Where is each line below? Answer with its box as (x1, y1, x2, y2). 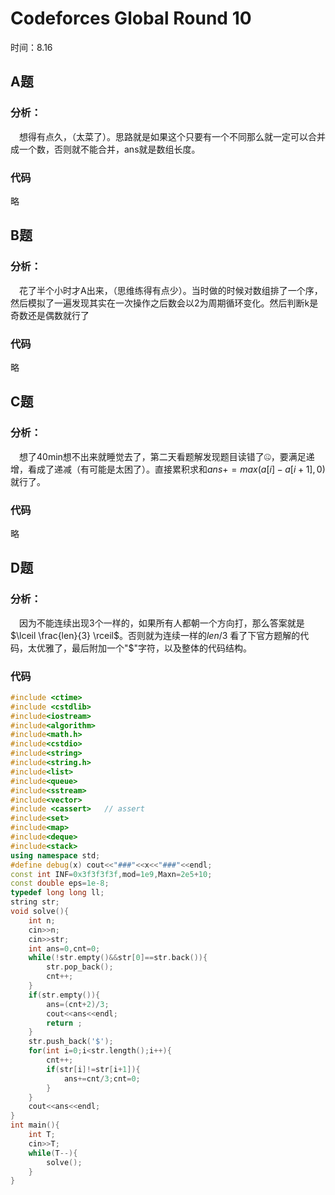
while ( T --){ (28, 1148, 78, 1158)
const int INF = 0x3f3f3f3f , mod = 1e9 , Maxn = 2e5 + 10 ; (10, 869, 213, 879)
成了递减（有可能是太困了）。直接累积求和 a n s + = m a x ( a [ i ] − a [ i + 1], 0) (36, 463, 326, 475)
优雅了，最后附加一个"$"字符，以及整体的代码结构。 (36, 642, 253, 654)
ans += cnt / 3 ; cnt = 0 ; (63, 1073, 141, 1084)
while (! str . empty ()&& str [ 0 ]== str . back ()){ (28, 953, 208, 963)
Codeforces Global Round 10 (10, 7, 252, 30)
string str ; (10, 897, 60, 907)
